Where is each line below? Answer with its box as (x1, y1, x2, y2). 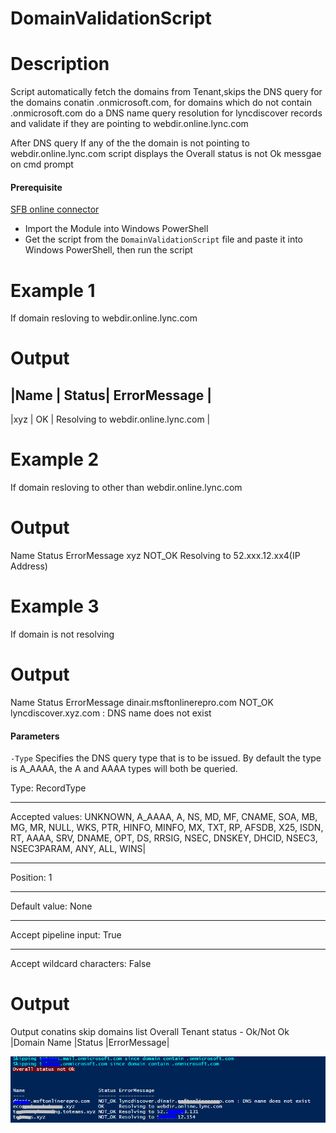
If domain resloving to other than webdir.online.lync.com (10, 482, 243, 494)
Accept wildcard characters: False (10, 958, 152, 970)
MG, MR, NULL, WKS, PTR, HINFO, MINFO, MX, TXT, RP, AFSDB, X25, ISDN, (10, 822, 324, 834)
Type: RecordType (10, 782, 87, 794)
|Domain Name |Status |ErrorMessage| (10, 1037, 170, 1049)
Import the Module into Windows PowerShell (24, 223, 209, 235)
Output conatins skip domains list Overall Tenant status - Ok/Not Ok (10, 1026, 290, 1038)
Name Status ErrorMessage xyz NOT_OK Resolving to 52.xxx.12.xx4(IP (10, 550, 301, 562)
